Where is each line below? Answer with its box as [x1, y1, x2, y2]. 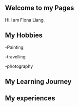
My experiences [5, 94, 55, 103]
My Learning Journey [5, 78, 72, 86]
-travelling [5, 53, 26, 59]
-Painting [5, 44, 23, 50]
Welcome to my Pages [5, 4, 74, 12]
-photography [5, 63, 33, 69]
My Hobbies [5, 31, 43, 40]
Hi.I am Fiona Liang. [5, 17, 45, 23]
